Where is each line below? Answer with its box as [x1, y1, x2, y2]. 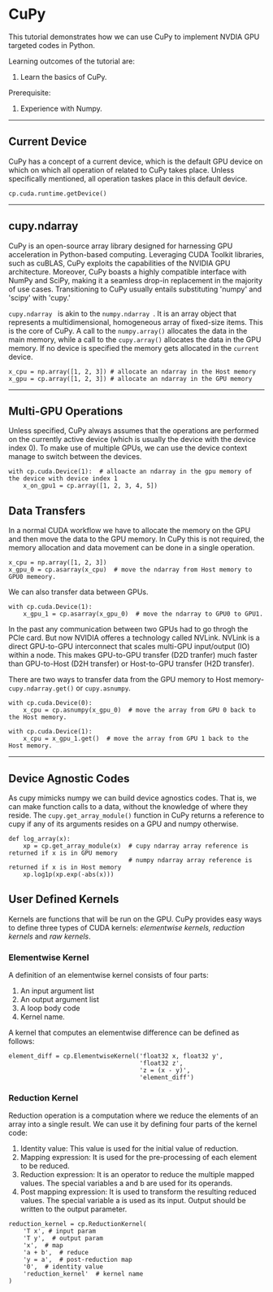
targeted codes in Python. [8, 40, 96, 50]
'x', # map [23, 1242, 63, 1250]
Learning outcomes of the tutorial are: [8, 56, 136, 66]
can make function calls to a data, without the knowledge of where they [8, 802, 249, 811]
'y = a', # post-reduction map [23, 1255, 132, 1264]
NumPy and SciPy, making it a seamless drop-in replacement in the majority [8, 275, 262, 285]
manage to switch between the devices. [8, 452, 142, 462]
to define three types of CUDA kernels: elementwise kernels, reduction [8, 922, 245, 932]
